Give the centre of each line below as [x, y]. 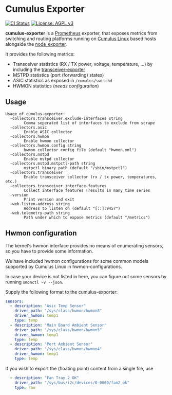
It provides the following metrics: [40, 54]
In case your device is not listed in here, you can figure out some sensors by [86, 276]
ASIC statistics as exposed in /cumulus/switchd [62, 80]
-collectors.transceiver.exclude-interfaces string [66, 118]
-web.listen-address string [40, 204]
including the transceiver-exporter [49, 69]
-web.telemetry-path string [40, 213]
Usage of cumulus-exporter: [35, 114]
